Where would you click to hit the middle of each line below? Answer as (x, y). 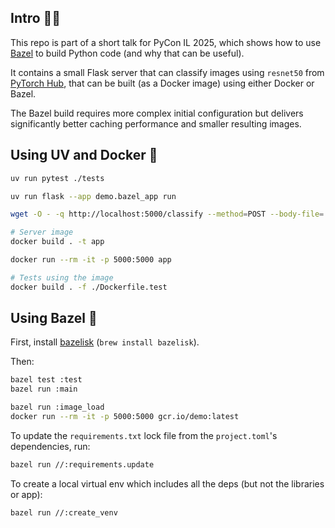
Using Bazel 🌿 (54, 318)
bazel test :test (46, 380)
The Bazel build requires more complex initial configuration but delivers (157, 113)
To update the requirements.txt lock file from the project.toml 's (144, 435)
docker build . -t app (57, 242)
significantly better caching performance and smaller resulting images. (156, 123)
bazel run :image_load (57, 407)
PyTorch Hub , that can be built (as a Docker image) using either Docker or (162, 83)
